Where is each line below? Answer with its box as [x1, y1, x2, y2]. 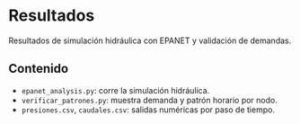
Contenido [8, 61, 69, 76]
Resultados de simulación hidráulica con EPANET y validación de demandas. [8, 35, 292, 46]
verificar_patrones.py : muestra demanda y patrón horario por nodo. [21, 94, 278, 105]
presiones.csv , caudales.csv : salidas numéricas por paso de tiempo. [21, 104, 276, 115]
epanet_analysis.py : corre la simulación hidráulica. [21, 84, 210, 95]
